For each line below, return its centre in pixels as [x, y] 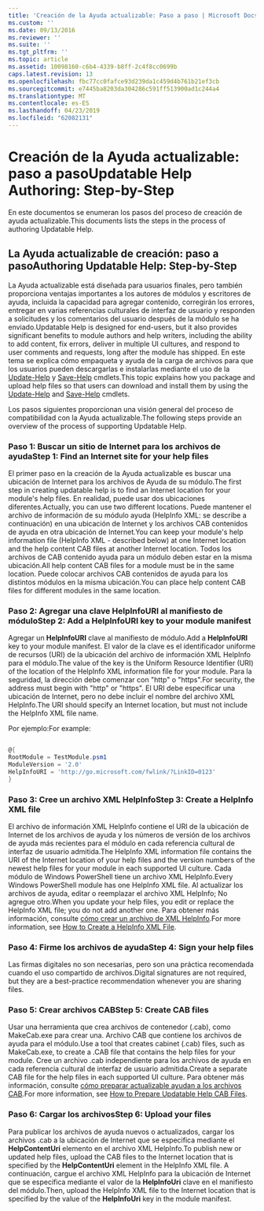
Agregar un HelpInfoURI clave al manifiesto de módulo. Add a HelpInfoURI [128, 638]
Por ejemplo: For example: [49, 729]
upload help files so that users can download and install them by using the [128, 385]
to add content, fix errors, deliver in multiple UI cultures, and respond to [124, 344]
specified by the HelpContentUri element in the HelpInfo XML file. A [119, 1165]
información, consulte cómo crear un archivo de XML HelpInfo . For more [125, 918]
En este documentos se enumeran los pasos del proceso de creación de [125, 212]
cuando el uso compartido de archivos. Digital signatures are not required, [127, 973]
